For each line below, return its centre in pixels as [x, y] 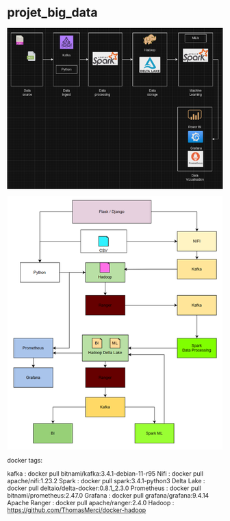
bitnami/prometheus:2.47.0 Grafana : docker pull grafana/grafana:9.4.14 [108, 495]
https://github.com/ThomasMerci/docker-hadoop [77, 510]
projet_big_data [52, 13]
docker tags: [25, 460]
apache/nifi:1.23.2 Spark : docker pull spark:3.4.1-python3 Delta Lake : [106, 481]
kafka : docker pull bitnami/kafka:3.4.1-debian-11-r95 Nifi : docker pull [105, 473]
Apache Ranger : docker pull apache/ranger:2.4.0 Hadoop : [91, 502]
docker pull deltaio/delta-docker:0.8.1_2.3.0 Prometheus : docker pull [104, 488]
